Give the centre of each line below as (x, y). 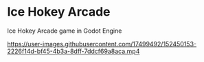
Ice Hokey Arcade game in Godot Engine (65, 31)
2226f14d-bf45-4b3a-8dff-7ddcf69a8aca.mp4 (73, 51)
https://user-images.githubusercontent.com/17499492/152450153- (102, 44)
